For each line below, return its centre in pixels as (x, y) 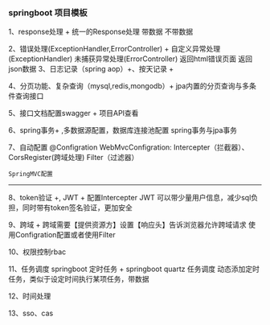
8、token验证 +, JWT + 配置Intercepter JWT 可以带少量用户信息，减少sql (130, 198)
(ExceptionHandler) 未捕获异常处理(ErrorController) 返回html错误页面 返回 (131, 59)
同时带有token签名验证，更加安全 (77, 208)
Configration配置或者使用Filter (65, 235)
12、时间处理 (30, 296)
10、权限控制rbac (37, 252)
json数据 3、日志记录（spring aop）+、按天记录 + (91, 69)
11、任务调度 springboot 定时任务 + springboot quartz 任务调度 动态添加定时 (134, 269)
